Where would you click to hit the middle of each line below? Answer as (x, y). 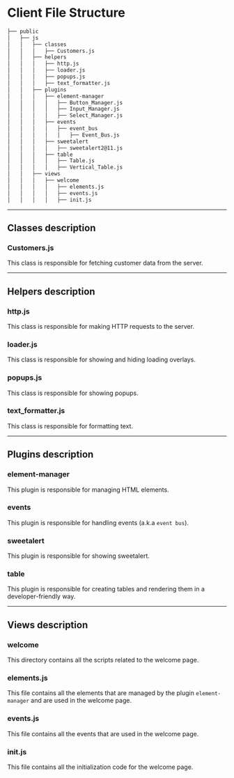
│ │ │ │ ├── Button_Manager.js (65, 102)
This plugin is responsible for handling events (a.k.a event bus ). (98, 522)
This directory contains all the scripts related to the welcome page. (103, 660)
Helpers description (51, 291)
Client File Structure (66, 13)
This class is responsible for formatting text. (70, 426)
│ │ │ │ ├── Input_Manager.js (63, 109)
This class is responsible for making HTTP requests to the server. (101, 326)
